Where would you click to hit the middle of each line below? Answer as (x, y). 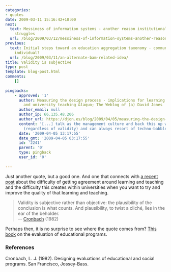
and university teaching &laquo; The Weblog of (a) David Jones (93, 105)
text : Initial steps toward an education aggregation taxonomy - (81, 48)
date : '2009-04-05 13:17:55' (50, 133)
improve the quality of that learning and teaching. (57, 192)
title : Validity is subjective (38, 62)
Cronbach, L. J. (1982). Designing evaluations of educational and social (80, 258)
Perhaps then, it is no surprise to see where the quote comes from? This (81, 229)
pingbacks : (17, 91)
